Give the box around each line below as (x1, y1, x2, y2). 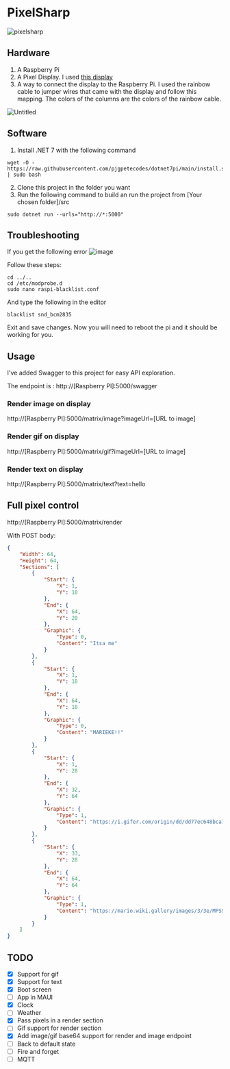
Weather (16, 1009, 42, 1017)
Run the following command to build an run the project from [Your (16, 190, 203, 199)
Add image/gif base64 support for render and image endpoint (16, 1032, 192, 1040)
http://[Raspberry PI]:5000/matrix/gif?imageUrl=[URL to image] (7, 447, 186, 455)
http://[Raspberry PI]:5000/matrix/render (7, 518, 123, 526)
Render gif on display (7, 431, 80, 441)
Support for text (16, 978, 62, 986)
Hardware (7, 47, 50, 59)
